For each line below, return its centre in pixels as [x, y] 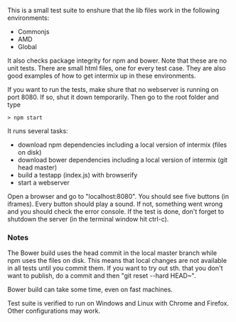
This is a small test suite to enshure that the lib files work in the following [114, 10]
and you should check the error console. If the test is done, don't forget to [116, 212]
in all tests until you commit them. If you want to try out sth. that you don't [115, 268]
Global [27, 47]
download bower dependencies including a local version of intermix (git [122, 160]
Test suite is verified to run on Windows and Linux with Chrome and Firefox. [118, 303]
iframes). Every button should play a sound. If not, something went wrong [115, 204]
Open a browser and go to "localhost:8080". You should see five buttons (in [118, 196]
